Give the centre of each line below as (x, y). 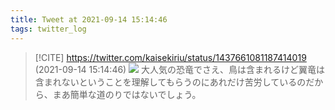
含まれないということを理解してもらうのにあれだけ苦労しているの (170, 82)
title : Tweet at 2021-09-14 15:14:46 (89, 19)
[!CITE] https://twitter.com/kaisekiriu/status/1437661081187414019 (170, 57)
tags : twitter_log (48, 29)
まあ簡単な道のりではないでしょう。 (127, 94)
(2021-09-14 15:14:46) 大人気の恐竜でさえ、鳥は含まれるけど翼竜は (180, 69)
